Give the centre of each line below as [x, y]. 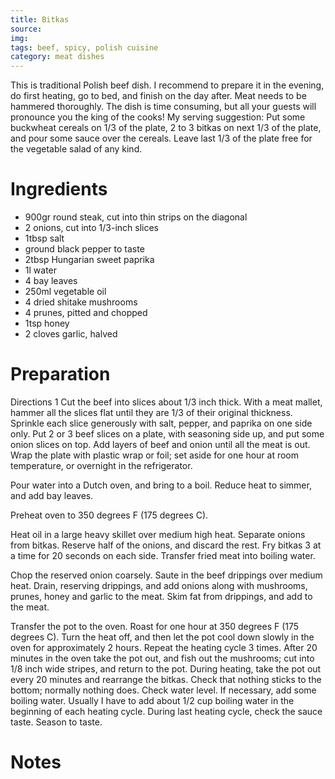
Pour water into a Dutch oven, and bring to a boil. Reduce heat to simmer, [161, 485]
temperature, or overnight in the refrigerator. [101, 465]
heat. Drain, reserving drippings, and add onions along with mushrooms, [159, 585]
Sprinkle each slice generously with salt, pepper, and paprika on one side [161, 423]
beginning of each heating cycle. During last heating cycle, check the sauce [166, 711]
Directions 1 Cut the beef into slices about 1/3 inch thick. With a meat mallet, [166, 402]
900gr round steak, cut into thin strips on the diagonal [136, 217]
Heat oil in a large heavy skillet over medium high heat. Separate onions [158, 534]
